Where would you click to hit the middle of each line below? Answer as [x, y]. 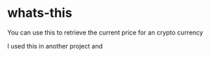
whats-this [40, 13]
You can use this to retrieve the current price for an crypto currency [105, 32]
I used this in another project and [55, 46]
